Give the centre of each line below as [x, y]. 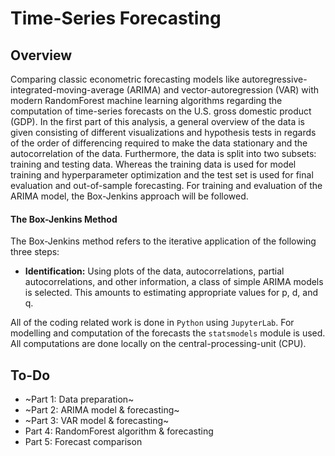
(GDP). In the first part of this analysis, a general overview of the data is [157, 121]
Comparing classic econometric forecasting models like [125, 79]
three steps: [35, 252]
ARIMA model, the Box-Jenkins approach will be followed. [129, 196]
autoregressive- [274, 79]
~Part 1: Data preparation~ [79, 399]
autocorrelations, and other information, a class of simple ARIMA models [174, 282]
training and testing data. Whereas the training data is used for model [153, 164]
